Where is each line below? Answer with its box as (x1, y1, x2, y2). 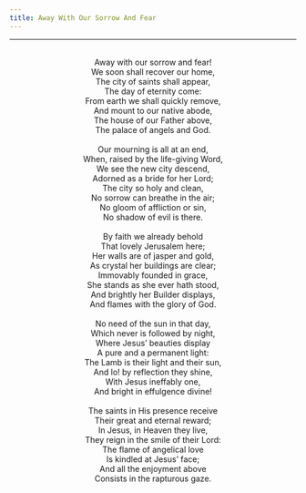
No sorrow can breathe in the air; (90, 192, 216, 203)
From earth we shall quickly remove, (85, 95, 221, 106)
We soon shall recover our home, (90, 66, 216, 77)
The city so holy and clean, (102, 182, 204, 193)
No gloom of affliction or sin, (99, 201, 207, 212)
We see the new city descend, (96, 163, 210, 174)
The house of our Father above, (94, 115, 212, 126)
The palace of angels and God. (95, 124, 211, 135)
